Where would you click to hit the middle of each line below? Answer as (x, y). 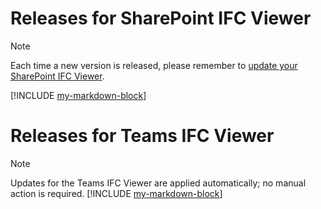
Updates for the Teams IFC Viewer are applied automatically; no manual (158, 183)
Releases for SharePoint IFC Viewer (161, 18)
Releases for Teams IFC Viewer (142, 136)
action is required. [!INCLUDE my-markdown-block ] (116, 193)
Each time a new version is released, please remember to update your (154, 65)
